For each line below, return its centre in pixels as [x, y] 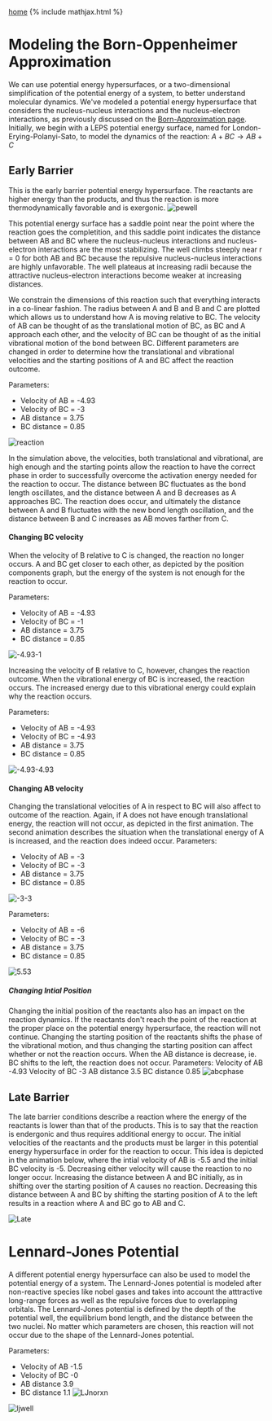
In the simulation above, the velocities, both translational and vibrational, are [136, 458]
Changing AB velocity [46, 788]
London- [247, 127]
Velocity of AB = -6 [53, 930]
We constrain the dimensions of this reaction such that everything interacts [134, 300]
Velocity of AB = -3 [53, 857]
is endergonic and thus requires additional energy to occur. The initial [125, 1134]
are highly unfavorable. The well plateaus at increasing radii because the [130, 266]
